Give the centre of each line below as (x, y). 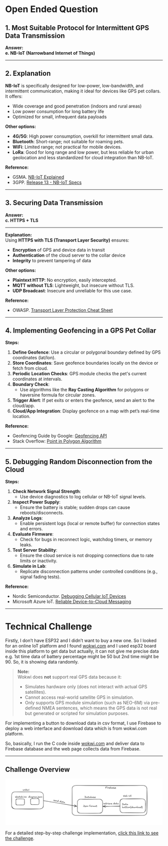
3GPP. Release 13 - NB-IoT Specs (47, 182)
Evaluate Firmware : (33, 534)
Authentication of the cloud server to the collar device (69, 255)
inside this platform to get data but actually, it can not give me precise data (82, 651)
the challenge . (20, 838)
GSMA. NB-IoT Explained (38, 177)
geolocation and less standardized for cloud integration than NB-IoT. (83, 157)
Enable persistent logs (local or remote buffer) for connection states (90, 523)
